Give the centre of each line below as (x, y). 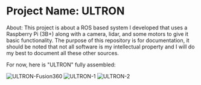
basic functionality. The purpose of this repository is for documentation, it (98, 40)
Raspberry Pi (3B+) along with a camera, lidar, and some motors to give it (97, 34)
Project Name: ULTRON (65, 11)
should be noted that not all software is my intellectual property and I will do (101, 47)
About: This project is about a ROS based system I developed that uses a (97, 28)
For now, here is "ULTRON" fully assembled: (61, 65)
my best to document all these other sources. (63, 53)
